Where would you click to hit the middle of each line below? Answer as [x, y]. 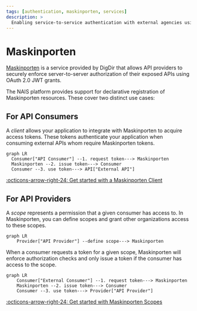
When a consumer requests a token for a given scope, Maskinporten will [94, 252]
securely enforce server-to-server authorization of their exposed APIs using [98, 74]
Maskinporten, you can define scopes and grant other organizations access [98, 219]
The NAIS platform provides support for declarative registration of [86, 92]
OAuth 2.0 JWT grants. [34, 81]
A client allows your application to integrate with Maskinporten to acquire [94, 131]
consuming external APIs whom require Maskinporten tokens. [81, 143]
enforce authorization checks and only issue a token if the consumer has [94, 258]
